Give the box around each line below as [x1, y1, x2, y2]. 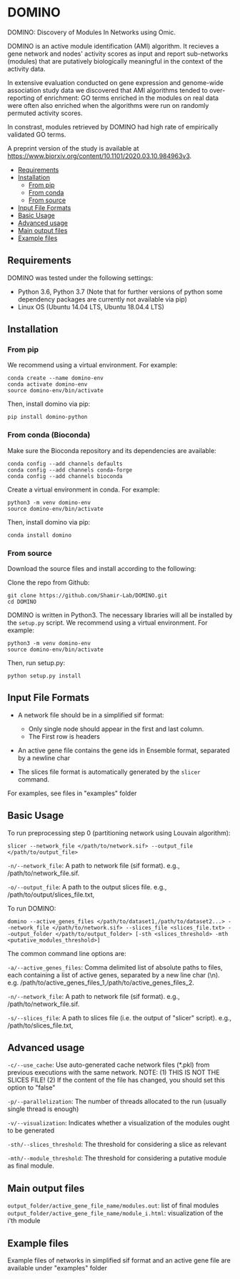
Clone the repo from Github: [7, 578, 90, 587]
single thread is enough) [7, 1105, 79, 1113]
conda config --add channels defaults [7, 460, 123, 467]
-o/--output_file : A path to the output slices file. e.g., [7, 882, 167, 891]
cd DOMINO [7, 598, 37, 606]
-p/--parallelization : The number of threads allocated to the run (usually [7, 1098, 227, 1106]
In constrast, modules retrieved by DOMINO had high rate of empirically [7, 122, 219, 131]
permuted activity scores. [7, 109, 84, 117]
